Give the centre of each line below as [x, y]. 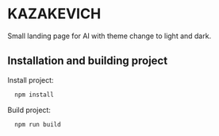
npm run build [38, 124]
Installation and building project [88, 61]
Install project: [31, 80]
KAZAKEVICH [54, 14]
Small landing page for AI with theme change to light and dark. [109, 36]
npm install [35, 95]
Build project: [29, 110]
